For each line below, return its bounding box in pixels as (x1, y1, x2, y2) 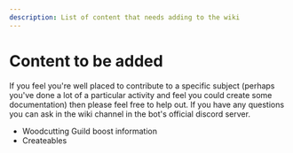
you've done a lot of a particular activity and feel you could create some (9, 89, 273, 100)
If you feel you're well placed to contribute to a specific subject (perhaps (9, 80, 275, 91)
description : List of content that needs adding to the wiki (9, 12, 241, 22)
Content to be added (9, 50, 163, 71)
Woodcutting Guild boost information (21, 126, 158, 136)
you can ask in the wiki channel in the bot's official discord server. (9, 108, 251, 119)
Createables (21, 134, 67, 146)
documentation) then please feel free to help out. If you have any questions (9, 99, 285, 110)
